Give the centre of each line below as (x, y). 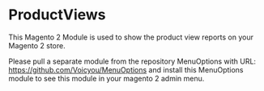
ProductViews (57, 15)
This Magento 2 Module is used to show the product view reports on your (131, 37)
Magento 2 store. (37, 45)
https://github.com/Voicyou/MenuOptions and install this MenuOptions (126, 69)
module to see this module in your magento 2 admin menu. (106, 78)
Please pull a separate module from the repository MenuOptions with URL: (132, 61)
